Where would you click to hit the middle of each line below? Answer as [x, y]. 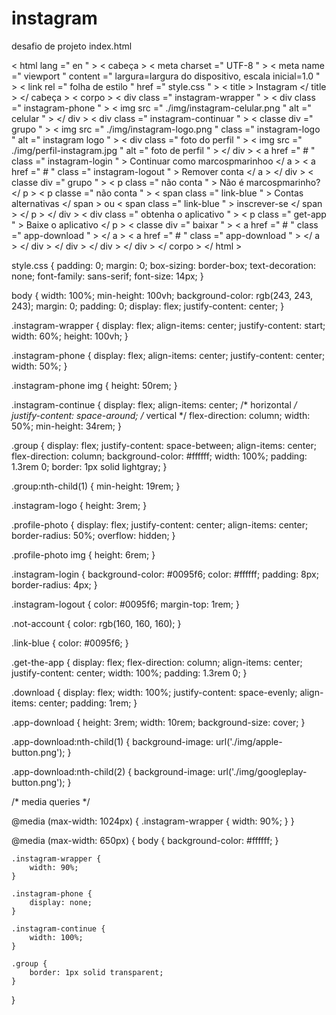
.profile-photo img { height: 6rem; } [83, 554]
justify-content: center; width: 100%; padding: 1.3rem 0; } [129, 673]
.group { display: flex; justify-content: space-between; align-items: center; [164, 445]
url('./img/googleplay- [262, 771]
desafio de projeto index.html [72, 46]
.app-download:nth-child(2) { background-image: [113, 771]
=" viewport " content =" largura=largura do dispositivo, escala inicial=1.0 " [166, 76]
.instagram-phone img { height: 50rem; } [94, 385]
